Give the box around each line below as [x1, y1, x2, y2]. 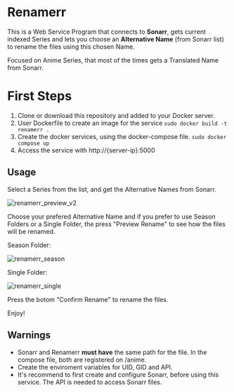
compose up [17, 140, 50, 147]
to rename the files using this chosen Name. [7, 42, 135, 51]
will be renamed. [7, 227, 56, 235]
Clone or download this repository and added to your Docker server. [17, 111, 216, 119]
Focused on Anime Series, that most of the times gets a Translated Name [7, 55, 219, 64]
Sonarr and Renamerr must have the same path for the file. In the [17, 348, 207, 356]
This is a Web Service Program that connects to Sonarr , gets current [7, 27, 206, 36]
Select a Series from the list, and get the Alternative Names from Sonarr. [7, 185, 216, 193]
